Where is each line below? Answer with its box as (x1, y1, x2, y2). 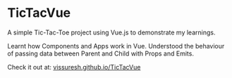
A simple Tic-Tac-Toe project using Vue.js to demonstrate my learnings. (7, 28, 216, 37)
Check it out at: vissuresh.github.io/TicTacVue (7, 63, 141, 71)
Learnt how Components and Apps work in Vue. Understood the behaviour (7, 41, 225, 50)
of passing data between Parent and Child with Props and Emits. (7, 49, 194, 58)
